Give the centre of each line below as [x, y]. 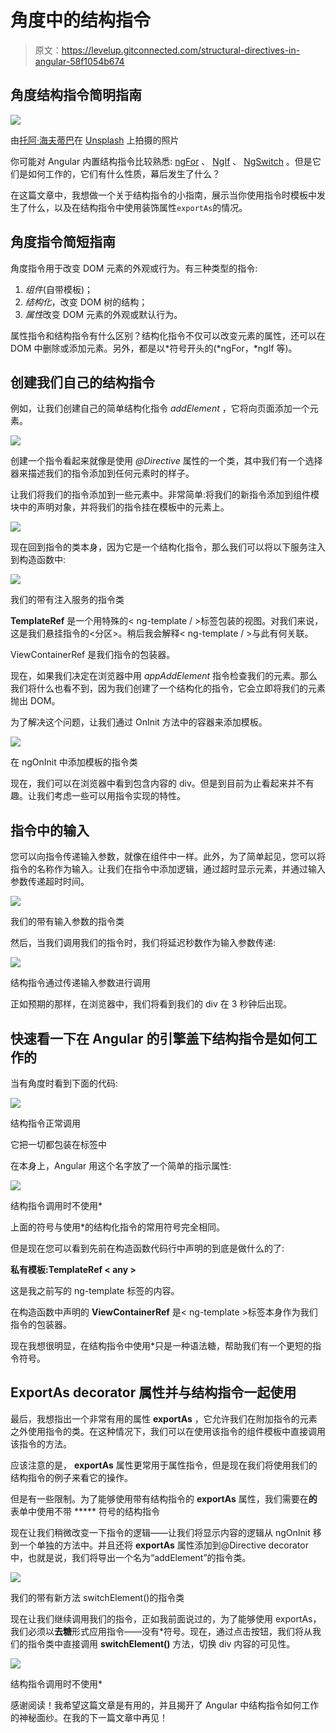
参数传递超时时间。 [50, 882]
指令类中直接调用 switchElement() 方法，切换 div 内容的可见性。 [161, 1643]
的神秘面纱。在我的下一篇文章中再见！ [89, 1717]
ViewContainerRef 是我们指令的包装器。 [93, 655]
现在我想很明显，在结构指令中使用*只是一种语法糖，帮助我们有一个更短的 [161, 1345]
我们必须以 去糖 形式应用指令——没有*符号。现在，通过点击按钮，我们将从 [161, 1631]
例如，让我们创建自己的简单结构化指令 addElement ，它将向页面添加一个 [160, 408]
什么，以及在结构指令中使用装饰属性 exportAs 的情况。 [137, 207]
